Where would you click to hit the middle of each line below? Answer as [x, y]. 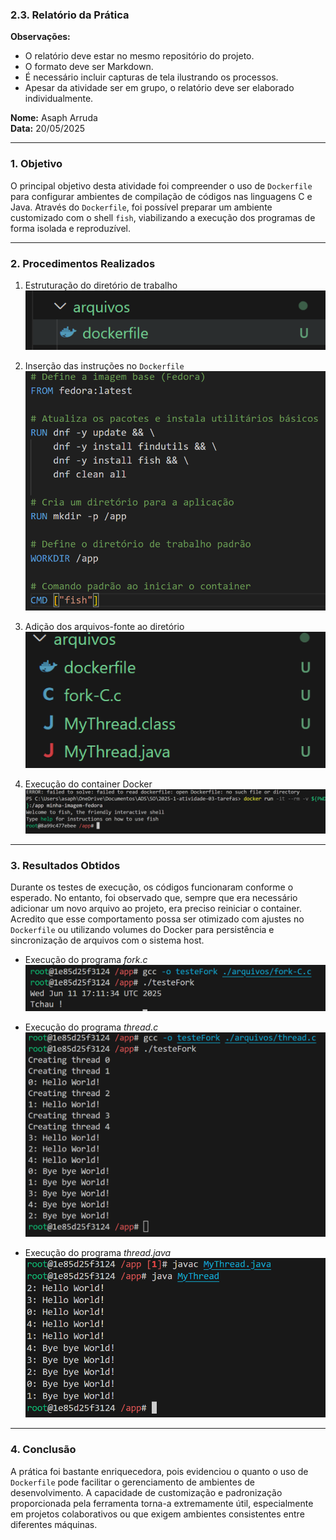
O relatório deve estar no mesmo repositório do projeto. [139, 56]
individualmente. [59, 99]
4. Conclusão [43, 1450]
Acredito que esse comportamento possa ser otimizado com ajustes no [157, 919]
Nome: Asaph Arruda [54, 118]
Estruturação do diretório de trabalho [101, 285]
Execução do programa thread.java [98, 1252]
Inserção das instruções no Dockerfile [104, 365]
